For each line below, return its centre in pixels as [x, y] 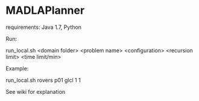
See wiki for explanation [36, 91]
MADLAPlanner [45, 11]
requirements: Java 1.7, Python [44, 27]
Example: [17, 68]
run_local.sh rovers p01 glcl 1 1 [43, 80]
